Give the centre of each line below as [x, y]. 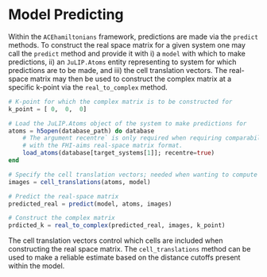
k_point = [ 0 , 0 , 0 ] [48, 109]
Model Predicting [66, 15]
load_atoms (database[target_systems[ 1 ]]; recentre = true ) [119, 153]
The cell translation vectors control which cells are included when [116, 240]
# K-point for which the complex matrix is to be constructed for [120, 102]
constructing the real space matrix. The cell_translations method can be [130, 249]
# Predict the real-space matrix [64, 196]
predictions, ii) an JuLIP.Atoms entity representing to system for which [122, 62]
